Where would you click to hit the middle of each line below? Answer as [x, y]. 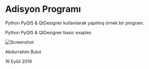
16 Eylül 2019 [19, 61]
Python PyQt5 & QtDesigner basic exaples [48, 32]
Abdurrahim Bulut [23, 52]
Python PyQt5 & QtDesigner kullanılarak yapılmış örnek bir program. [75, 23]
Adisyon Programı [43, 9]
